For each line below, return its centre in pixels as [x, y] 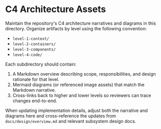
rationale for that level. [36, 79]
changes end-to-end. [35, 101]
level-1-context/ [31, 39]
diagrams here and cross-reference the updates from [61, 116]
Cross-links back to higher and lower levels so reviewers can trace [82, 95]
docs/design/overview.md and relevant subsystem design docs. [71, 121]
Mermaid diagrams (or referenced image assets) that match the [78, 85]
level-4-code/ [27, 55]
